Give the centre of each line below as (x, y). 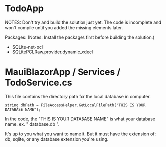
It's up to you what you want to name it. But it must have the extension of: (81, 134)
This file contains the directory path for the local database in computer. (78, 96)
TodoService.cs (39, 83)
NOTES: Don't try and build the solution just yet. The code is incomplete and (83, 22)
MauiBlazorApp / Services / (63, 72)
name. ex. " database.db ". (32, 124)
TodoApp (24, 9)
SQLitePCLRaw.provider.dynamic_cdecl (53, 52)
